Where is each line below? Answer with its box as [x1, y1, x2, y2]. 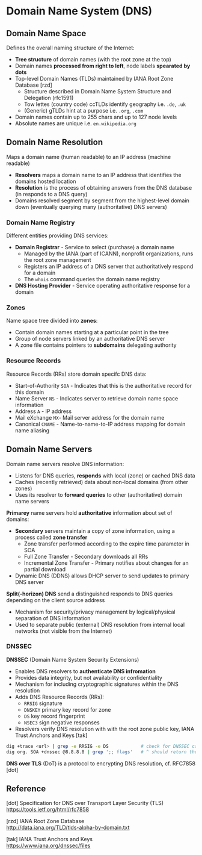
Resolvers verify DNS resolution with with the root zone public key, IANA [14, 725, 194, 732]
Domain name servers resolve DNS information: [6, 460, 124, 467]
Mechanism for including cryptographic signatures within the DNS [14, 680, 179, 688]
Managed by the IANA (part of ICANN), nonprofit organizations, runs [23, 250, 194, 257]
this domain [14, 388, 44, 396]
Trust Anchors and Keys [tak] [14, 732, 88, 739]
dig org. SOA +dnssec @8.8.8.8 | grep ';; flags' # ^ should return [6, 748, 187, 755]
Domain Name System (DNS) [6, 4, 153, 18]
